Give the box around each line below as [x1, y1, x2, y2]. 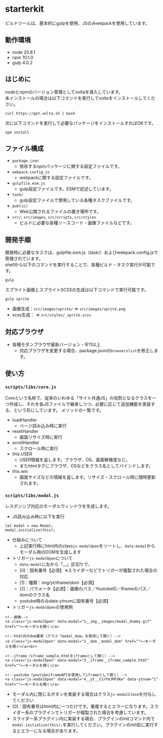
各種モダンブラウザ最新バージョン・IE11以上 [12, 341, 101, 347]
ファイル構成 [5, 144, 44, 153]
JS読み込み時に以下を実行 [12, 514, 65, 519]
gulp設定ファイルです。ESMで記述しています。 [19, 186, 114, 192]
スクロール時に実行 [19, 445, 59, 451]
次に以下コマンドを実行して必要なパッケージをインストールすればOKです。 [5, 120, 156, 126]
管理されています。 [5, 256, 43, 262]
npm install [5, 130, 29, 135]
